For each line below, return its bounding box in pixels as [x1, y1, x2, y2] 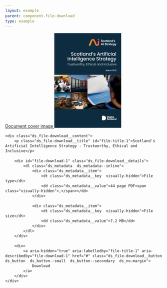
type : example [5, 18, 35, 23]
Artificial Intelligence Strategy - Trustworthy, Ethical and [5, 143, 137, 148]
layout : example [5, 8, 39, 13]
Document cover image [5, 123, 53, 129]
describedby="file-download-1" [5, 253, 70, 258]
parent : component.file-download [5, 13, 75, 18]
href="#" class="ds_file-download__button [72, 253, 162, 258]
